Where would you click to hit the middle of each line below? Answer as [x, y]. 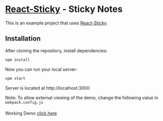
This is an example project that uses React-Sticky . [57, 23]
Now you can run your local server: [41, 69]
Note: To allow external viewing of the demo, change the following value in [82, 98]
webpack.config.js [24, 102]
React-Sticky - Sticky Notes [64, 9]
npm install [17, 60]
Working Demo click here [31, 114]
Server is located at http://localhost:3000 [47, 88]
